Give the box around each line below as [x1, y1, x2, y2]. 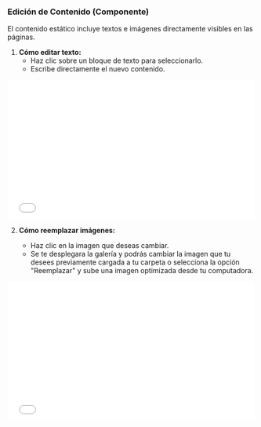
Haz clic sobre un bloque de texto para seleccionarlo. [30, 56, 204, 65]
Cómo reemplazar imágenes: [18, 225, 115, 235]
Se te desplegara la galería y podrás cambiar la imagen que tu [30, 249, 231, 258]
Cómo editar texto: [18, 48, 82, 57]
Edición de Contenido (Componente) [7, 6, 150, 17]
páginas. [7, 32, 36, 42]
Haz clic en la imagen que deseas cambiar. [30, 240, 169, 250]
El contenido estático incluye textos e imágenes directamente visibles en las [7, 24, 253, 34]
